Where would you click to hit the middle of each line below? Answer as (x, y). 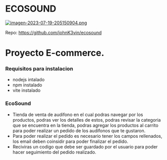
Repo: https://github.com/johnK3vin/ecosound (53, 32)
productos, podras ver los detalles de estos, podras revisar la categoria (87, 120)
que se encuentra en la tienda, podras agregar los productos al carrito (86, 125)
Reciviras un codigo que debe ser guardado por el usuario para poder (85, 146)
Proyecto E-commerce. (55, 53)
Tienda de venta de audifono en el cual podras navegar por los (78, 115)
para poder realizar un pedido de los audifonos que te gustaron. (79, 130)
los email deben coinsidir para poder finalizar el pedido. (70, 141)
